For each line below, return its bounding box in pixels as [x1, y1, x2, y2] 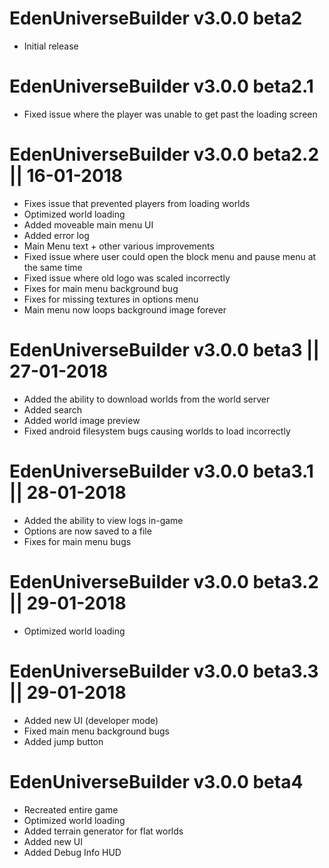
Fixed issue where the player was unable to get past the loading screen [23, 108, 318, 120]
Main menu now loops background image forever [23, 303, 227, 316]
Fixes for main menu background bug [23, 282, 179, 294]
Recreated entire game [23, 803, 119, 816]
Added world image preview [23, 414, 141, 426]
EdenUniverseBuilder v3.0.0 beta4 [9, 770, 304, 793]
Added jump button [23, 735, 104, 747]
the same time [23, 261, 83, 273]
